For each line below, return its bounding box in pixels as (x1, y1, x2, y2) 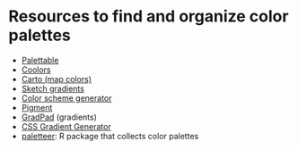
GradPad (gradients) (21, 112, 98, 122)
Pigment (21, 102, 53, 112)
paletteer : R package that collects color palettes (21, 130, 199, 141)
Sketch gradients (21, 83, 84, 94)
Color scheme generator (21, 92, 113, 104)
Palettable (21, 54, 59, 65)
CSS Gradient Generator (21, 121, 111, 131)
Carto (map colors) (21, 73, 92, 84)
